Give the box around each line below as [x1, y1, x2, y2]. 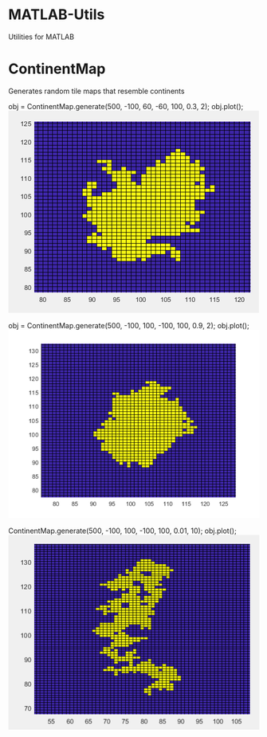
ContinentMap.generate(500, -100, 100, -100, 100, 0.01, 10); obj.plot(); [8, 526, 237, 535]
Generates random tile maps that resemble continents [8, 86, 185, 96]
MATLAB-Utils [8, 6, 105, 24]
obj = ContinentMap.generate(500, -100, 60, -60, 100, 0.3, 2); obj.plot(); [8, 101, 244, 111]
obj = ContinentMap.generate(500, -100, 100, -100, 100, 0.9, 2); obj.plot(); [8, 320, 249, 330]
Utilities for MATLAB [8, 32, 74, 41]
